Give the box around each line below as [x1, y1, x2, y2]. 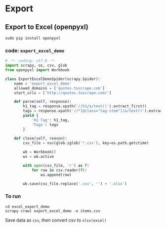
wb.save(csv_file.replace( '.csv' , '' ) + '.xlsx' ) [23, 181, 127, 186]
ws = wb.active [23, 154, 54, 159]
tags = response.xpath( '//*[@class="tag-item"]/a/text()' [23, 108, 145, 114]
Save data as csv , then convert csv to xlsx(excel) [5, 217, 107, 223]
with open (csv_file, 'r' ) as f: [23, 163, 90, 168]
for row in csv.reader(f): [31, 168, 87, 173]
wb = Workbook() [23, 149, 56, 155]
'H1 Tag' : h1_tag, [31, 117, 70, 123]
